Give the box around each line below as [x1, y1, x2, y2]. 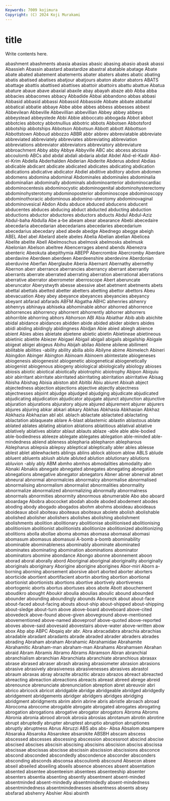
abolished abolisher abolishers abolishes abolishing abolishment [5, 515, 140, 521]
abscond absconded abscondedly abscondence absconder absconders [5, 752, 156, 758]
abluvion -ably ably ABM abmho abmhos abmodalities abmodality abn [5, 461, 152, 467]
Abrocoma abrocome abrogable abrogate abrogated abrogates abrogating [5, 704, 161, 710]
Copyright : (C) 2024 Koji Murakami [5, 12, 81, 17]
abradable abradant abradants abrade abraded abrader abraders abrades [5, 634, 159, 640]
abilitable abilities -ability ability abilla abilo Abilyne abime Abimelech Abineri [5, 347, 165, 353]
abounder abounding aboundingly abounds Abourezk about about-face [5, 596, 155, 602]
